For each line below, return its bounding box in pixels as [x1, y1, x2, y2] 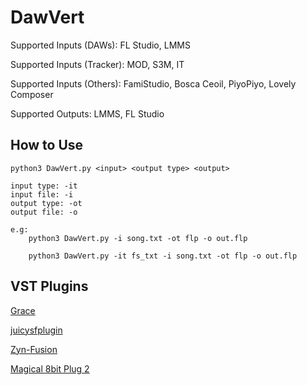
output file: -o [10, 207, 78, 217]
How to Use [10, 137, 84, 154]
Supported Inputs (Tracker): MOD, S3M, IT [10, 58, 185, 70]
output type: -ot [10, 198, 83, 208]
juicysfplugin [10, 324, 63, 336]
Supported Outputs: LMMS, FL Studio [10, 107, 165, 120]
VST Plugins [10, 278, 89, 295]
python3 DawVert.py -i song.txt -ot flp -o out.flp [28, 233, 248, 243]
